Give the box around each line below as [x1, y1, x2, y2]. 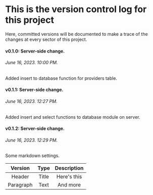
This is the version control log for [5, 4, 147, 15]
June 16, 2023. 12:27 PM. [5, 98, 58, 104]
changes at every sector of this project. [5, 36, 87, 42]
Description [55, 165, 84, 172]
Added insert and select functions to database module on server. [5, 114, 140, 120]
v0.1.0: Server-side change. [5, 48, 65, 54]
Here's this [56, 173, 82, 180]
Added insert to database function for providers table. [5, 75, 118, 81]
